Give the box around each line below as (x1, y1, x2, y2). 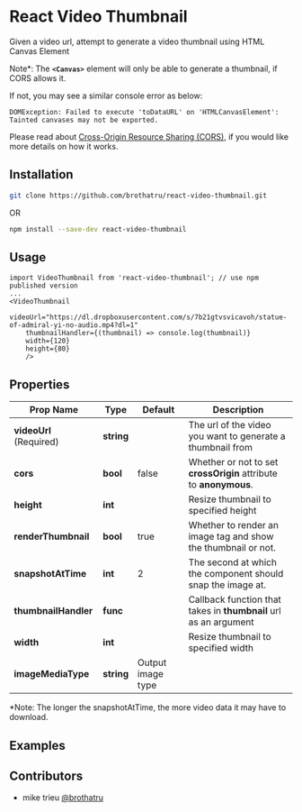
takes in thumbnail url (188, 605, 281, 617)
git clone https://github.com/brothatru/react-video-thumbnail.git (9, 191, 268, 200)
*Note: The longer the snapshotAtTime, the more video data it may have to (9, 702, 287, 713)
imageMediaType (13, 668, 90, 680)
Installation (9, 167, 74, 182)
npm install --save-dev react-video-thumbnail (9, 224, 187, 233)
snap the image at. (188, 579, 267, 591)
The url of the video (188, 419, 271, 432)
